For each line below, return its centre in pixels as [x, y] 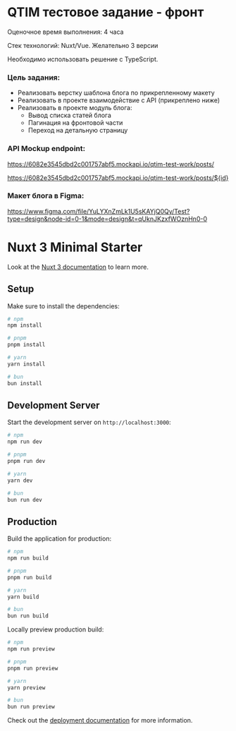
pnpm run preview [33, 668]
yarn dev [20, 481]
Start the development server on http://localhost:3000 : [89, 422]
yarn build [23, 597]
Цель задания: [34, 77]
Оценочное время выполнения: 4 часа [66, 32]
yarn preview [26, 688]
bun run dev [25, 500]
